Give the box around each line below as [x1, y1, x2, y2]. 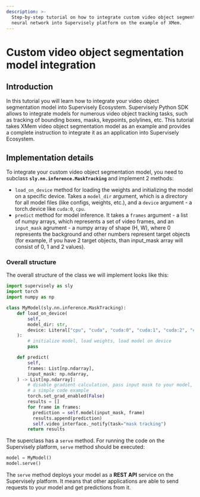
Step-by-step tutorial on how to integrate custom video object [11, 14, 174, 20]
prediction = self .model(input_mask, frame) [32, 410, 145, 415]
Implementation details [6, 152, 94, 162]
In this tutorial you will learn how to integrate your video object [6, 98, 160, 105]
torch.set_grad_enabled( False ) [27, 393, 105, 399]
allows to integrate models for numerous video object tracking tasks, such [6, 110, 188, 117]
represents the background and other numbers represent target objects [14, 230, 190, 238]
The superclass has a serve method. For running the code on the [6, 437, 165, 444]
